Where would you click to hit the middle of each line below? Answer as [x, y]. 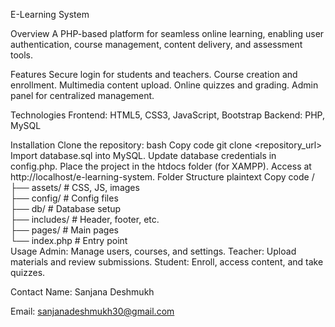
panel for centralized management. [82, 95]
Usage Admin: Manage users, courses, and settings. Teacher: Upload [153, 251]
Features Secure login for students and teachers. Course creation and [154, 74]
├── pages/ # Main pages [65, 230]
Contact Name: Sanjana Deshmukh [82, 292]
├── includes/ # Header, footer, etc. [85, 219]
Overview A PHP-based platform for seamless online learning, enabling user [167, 33]
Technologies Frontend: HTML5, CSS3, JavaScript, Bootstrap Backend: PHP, [168, 115]
